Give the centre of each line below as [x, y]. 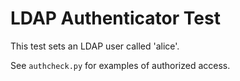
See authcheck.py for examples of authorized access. [120, 65]
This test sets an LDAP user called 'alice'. [95, 46]
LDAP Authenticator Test [115, 18]
